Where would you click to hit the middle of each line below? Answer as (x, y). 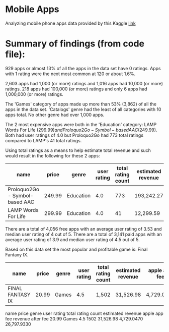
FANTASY (19, 295)
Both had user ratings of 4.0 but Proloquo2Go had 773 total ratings (74, 135)
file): (15, 54)
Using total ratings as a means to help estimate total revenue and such (78, 150)
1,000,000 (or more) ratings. (34, 94)
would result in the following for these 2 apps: (53, 155)
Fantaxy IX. (17, 255)
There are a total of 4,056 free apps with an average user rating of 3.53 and (83, 229)
